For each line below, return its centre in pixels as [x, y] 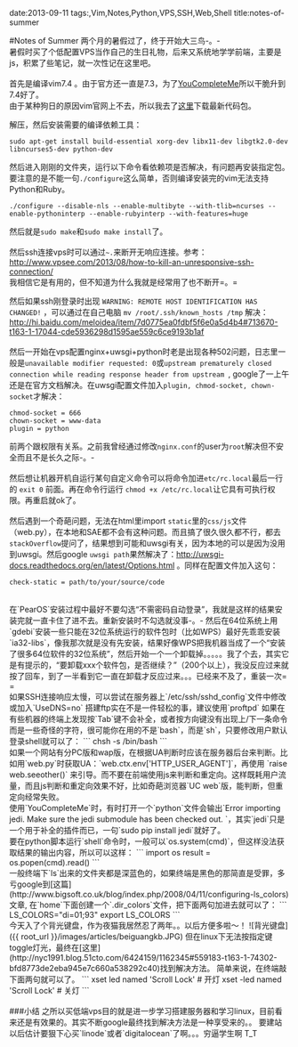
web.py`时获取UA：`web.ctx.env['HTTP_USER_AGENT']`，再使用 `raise [157, 763]
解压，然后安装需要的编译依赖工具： [76, 125]
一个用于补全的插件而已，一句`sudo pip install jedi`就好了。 [117, 830]
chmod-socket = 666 [45, 413]
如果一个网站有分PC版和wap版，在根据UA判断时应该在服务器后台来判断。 [145, 752]
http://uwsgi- [200, 554]
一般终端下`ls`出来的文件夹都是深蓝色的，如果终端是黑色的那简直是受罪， [143, 873]
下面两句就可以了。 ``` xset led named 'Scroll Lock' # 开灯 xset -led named [145, 979]
